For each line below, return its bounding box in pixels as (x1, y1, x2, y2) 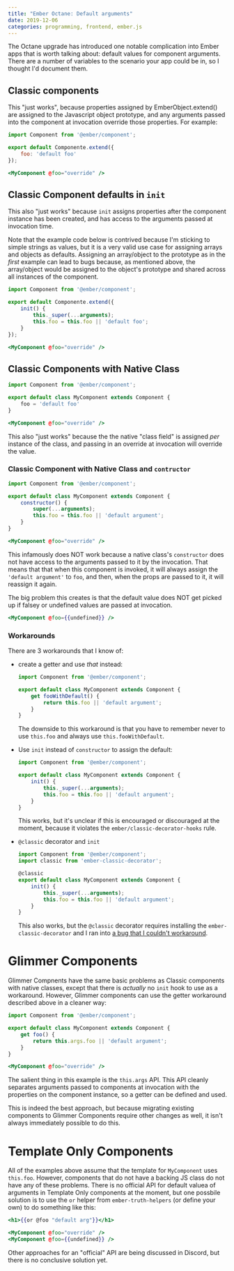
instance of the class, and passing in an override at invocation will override (8, 440, 222, 448)
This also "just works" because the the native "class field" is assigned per (8, 432, 220, 440)
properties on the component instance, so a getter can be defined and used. (8, 1091, 227, 1099)
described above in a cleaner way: (8, 999, 107, 1007)
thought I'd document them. (8, 64, 88, 73)
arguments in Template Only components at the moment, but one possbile (8, 1189, 221, 1197)
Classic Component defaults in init (8, 189, 166, 201)
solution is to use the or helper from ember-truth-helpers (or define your (8, 1196, 216, 1204)
